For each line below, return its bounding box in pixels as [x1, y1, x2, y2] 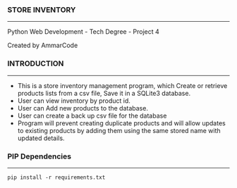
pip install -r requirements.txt [7, 174, 106, 181]
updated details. [17, 134, 65, 142]
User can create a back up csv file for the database [17, 111, 167, 120]
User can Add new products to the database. [17, 104, 148, 112]
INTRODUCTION [7, 58, 64, 68]
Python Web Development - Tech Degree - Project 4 [7, 27, 160, 36]
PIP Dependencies [7, 151, 72, 161]
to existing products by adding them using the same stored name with [17, 126, 221, 134]
